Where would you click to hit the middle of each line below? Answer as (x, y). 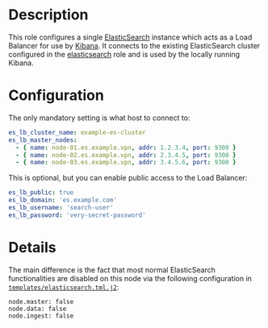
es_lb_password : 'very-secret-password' (77, 215)
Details (32, 247)
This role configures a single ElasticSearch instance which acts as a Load (130, 37)
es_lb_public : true (41, 193)
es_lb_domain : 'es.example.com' (63, 200)
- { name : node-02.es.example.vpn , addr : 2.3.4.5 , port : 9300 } (126, 155)
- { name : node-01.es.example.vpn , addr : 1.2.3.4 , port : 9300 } (126, 147)
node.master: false (41, 301)
